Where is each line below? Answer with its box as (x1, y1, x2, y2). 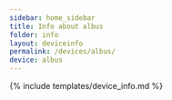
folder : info (9, 30, 59, 39)
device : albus (9, 55, 64, 65)
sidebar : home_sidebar (9, 13, 96, 23)
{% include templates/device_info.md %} (9, 81, 164, 91)
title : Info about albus (9, 22, 104, 31)
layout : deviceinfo (9, 38, 84, 48)
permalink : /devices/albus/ (9, 47, 116, 56)
